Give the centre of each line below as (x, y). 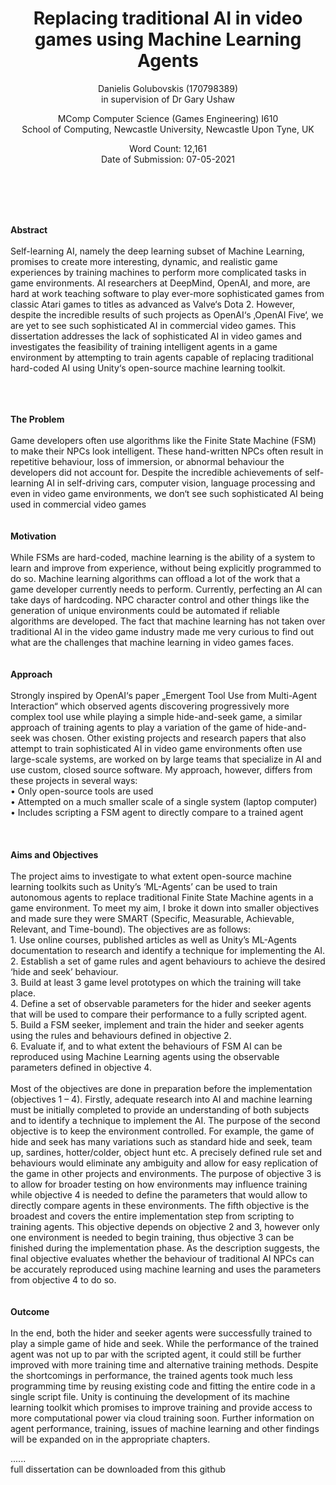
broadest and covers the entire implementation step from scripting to (152, 1216)
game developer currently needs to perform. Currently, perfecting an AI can (166, 589)
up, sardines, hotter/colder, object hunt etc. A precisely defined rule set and (166, 1152)
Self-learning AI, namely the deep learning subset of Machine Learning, (157, 251)
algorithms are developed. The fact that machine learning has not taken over (168, 621)
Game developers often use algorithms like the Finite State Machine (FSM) (163, 440)
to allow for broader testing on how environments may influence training (159, 1184)
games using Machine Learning (168, 39)
